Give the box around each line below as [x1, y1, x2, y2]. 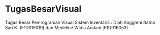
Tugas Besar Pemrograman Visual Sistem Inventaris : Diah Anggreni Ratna [5, 19, 155, 25]
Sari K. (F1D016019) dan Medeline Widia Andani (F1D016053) [5, 24, 128, 30]
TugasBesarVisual [5, 3, 82, 15]
